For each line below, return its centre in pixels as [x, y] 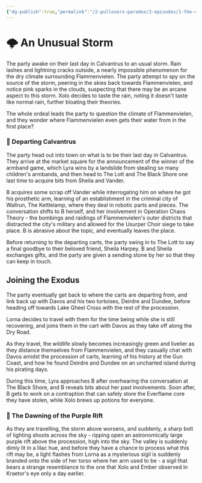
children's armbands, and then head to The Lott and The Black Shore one [97, 174]
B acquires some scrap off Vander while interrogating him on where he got [99, 192]
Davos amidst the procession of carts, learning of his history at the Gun [95, 356]
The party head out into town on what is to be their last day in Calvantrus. [97, 155]
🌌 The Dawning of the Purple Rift [55, 416]
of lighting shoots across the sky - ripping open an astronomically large [95, 435]
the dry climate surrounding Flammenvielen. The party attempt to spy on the [101, 76]
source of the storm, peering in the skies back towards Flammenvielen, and [99, 82]
